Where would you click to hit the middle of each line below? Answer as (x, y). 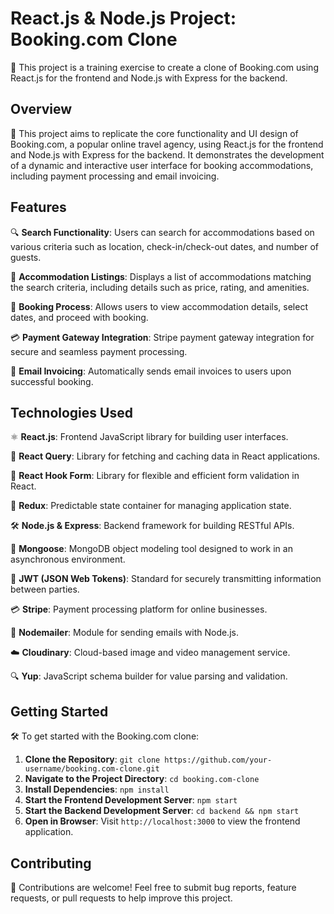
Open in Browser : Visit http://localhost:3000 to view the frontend (162, 821)
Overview (41, 109)
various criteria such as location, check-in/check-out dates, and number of (165, 246)
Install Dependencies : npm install (97, 789)
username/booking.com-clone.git (92, 769)
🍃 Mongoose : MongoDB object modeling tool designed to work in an (151, 549)
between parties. (45, 589)
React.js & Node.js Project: (123, 18)
